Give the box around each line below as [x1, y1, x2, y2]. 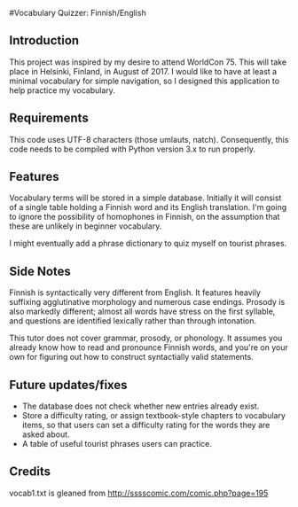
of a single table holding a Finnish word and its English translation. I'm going [9, 202, 287, 213]
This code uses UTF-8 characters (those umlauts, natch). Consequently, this [9, 134, 289, 144]
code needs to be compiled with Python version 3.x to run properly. [9, 144, 255, 154]
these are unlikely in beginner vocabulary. [9, 221, 162, 231]
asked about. [21, 429, 70, 440]
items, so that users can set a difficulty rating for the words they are [21, 420, 271, 431]
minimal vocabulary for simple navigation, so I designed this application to [9, 75, 280, 86]
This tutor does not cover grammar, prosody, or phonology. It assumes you [9, 332, 283, 344]
